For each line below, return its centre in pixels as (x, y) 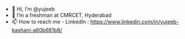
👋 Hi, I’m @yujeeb (33, 9)
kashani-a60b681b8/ (37, 30)
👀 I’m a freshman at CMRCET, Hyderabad (61, 15)
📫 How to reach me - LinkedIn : (50, 22)
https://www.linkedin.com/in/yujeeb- (134, 22)
